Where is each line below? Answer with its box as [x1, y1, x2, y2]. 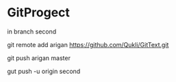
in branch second [7, 27, 57, 36]
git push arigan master [7, 53, 71, 62]
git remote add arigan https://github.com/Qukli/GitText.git [7, 40, 169, 49]
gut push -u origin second [7, 67, 81, 75]
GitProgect [7, 5, 71, 20]
